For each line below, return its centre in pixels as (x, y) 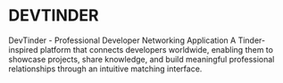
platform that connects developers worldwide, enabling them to (157, 49)
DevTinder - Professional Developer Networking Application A (122, 40)
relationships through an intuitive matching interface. (105, 69)
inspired (23, 49)
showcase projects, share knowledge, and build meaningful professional (141, 59)
